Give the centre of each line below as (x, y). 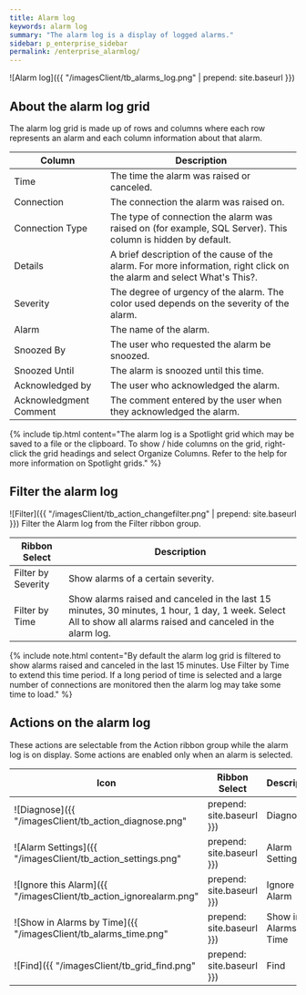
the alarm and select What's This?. (184, 277)
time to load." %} (41, 694)
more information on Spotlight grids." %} (86, 463)
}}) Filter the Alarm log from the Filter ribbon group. (106, 523)
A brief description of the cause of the (192, 254)
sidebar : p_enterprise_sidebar (69, 43)
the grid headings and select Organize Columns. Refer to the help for (158, 453)
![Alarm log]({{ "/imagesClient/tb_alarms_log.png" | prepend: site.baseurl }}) (153, 77)
